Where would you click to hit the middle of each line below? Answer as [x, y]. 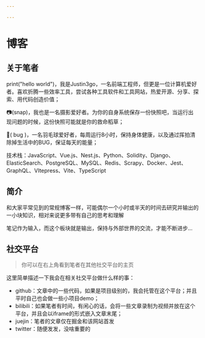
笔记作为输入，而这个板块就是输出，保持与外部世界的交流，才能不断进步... [100, 228]
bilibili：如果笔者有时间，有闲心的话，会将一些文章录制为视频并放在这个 [105, 306]
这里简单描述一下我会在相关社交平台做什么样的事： [70, 278]
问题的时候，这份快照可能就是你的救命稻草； [67, 121]
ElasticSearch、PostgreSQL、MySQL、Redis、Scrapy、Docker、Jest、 [97, 163]
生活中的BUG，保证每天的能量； [58, 142]
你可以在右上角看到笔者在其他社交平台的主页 [77, 265]
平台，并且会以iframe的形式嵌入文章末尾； [69, 314]
